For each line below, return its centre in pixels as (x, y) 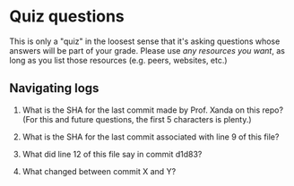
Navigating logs (54, 88)
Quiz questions (67, 17)
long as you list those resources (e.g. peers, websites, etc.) (118, 60)
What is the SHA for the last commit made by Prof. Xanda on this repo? (153, 110)
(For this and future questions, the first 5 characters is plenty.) (137, 119)
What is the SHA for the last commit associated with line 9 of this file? (151, 137)
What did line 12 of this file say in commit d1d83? (112, 154)
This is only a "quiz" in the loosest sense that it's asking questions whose (145, 41)
